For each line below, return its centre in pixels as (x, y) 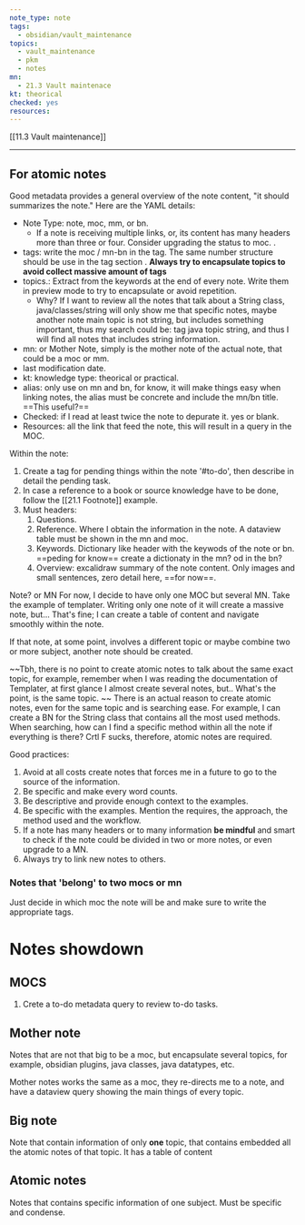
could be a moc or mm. (66, 359)
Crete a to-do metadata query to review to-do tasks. (120, 1004)
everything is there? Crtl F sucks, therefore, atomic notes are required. (141, 737)
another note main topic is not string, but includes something (150, 320)
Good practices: (39, 754)
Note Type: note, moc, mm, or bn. (85, 223)
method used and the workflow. (82, 821)
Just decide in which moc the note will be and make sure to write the (138, 903)
